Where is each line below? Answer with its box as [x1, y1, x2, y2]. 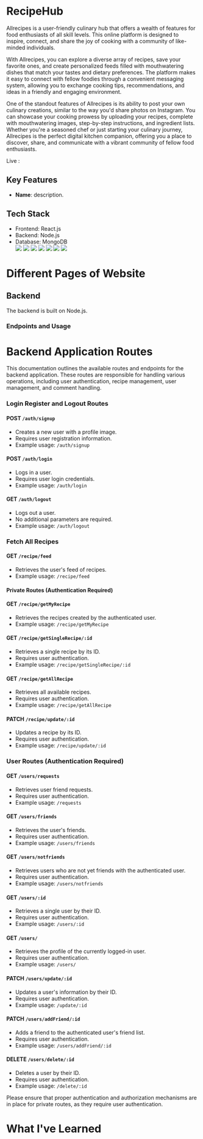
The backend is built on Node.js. [6, 307, 88, 314]
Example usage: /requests [15, 799, 82, 806]
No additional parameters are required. [15, 516, 113, 523]
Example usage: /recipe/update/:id [15, 742, 107, 749]
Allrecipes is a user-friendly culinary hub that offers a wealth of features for [6, 24, 196, 32]
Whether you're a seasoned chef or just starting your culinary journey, [6, 126, 183, 133]
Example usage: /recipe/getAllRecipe [15, 702, 112, 709]
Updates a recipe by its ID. [15, 729, 82, 736]
